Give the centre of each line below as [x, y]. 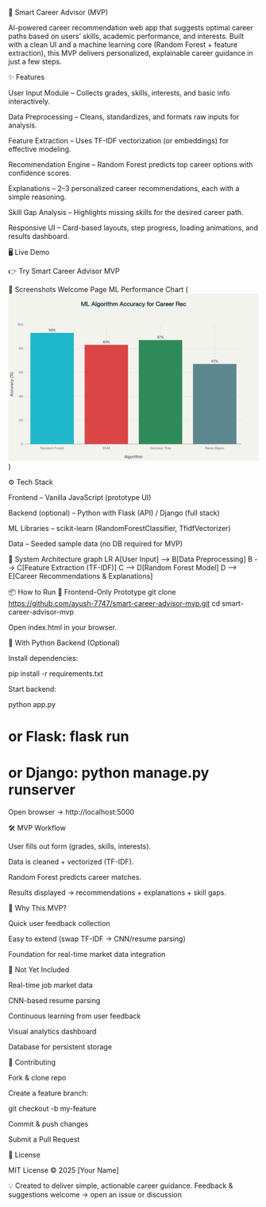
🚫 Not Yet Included [39, 969]
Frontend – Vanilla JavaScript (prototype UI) [80, 497]
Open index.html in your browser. [63, 627]
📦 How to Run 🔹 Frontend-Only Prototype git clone [92, 592]
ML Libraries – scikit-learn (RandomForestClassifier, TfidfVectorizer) [120, 528]
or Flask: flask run [69, 736]
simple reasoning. [37, 197]
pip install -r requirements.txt [56, 674]
